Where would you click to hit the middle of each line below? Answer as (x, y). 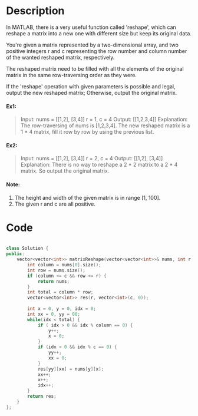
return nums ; (53, 281)
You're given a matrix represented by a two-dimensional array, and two (92, 45)
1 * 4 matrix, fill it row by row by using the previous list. (87, 132)
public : (16, 254)
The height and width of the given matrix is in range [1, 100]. (88, 197)
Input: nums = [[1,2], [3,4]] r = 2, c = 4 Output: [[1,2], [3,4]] (92, 159)
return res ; (42, 397)
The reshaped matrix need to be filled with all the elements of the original (95, 68)
